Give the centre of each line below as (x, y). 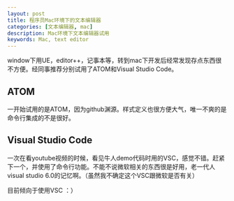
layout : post (26, 14)
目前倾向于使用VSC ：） (42, 190)
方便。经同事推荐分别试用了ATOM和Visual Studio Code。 (95, 69)
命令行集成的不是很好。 (41, 118)
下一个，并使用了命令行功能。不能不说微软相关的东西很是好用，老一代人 (111, 166)
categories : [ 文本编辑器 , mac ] (50, 27)
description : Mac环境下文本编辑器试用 (58, 33)
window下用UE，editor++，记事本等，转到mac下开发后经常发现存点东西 (111, 61)
